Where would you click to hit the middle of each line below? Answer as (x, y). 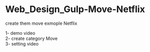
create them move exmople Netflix (41, 23)
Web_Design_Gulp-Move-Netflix (75, 9)
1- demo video (20, 33)
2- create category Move (32, 38)
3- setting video (22, 43)
